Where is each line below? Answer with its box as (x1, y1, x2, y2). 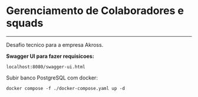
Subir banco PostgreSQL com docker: (6, 74, 98, 81)
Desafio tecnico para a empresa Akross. (6, 41, 104, 48)
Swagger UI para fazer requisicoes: (6, 53, 94, 60)
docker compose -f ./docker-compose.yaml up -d (6, 85, 126, 91)
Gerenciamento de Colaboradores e (6, 4, 184, 18)
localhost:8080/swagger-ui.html (6, 64, 85, 70)
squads (6, 16, 44, 30)
